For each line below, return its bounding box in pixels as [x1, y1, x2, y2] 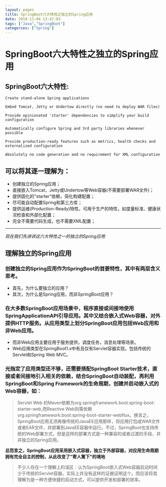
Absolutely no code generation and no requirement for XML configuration [5, 152, 161, 157]
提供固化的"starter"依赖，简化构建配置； [12, 193, 95, 199]
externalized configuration [5, 143, 63, 149]
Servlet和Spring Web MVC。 [12, 352, 71, 358]
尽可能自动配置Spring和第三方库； [12, 199, 83, 205]
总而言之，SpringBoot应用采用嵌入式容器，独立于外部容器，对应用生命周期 [5, 447, 159, 454]
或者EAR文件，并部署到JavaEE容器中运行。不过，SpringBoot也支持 [17, 425, 155, 430]
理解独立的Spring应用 [5, 249, 72, 258]
